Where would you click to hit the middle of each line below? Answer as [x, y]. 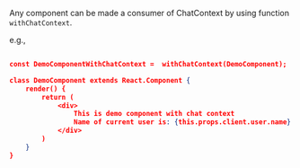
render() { [46, 89]
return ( [58, 97]
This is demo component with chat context [154, 114]
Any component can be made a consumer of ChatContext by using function [150, 13]
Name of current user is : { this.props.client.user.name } [182, 122]
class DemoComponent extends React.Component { [100, 80]
